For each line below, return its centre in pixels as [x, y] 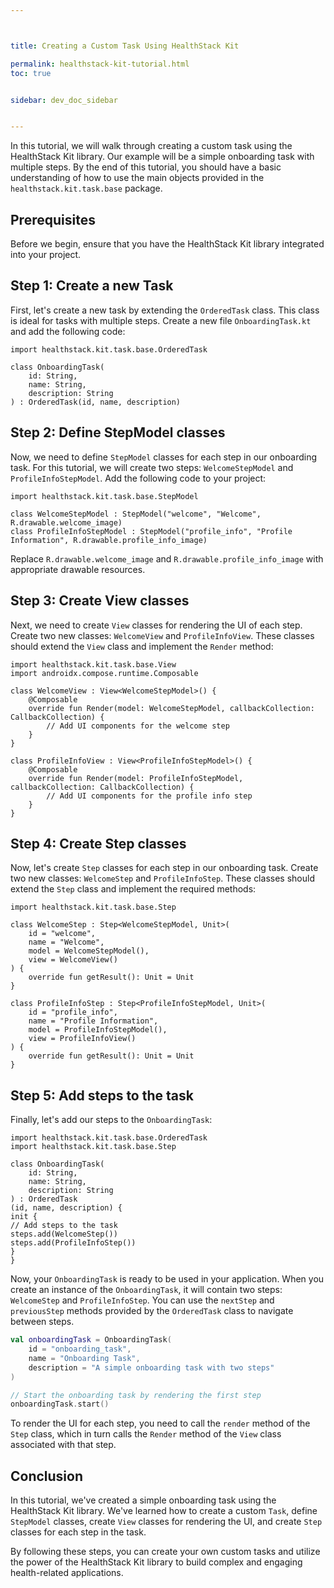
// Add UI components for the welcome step [138, 726]
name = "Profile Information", [93, 1021]
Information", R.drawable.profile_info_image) [109, 540]
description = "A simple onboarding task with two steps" [151, 1367]
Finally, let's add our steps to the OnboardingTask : [111, 1120]
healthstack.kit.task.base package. [86, 188]
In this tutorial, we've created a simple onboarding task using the [143, 1500]
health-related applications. [67, 1573]
